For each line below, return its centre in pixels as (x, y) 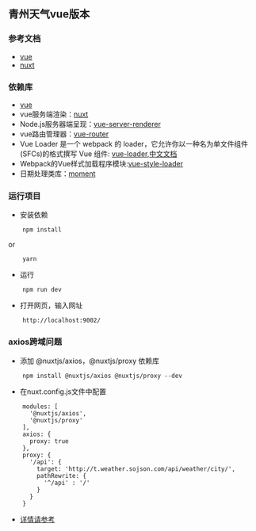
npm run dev (42, 290)
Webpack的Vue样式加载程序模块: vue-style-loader (101, 163)
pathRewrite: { (62, 476)
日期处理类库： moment (57, 174)
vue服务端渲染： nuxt (54, 114)
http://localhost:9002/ (62, 321)
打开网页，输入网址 (51, 306)
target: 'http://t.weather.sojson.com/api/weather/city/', (136, 469)
